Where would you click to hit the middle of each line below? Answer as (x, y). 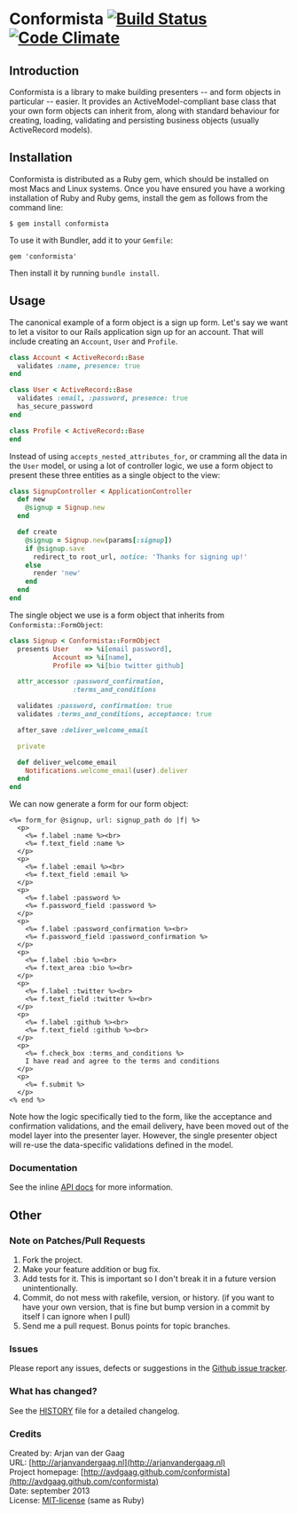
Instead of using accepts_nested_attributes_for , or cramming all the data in (149, 456)
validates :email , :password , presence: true (103, 398)
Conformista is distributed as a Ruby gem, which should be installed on (139, 179)
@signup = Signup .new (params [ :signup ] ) (99, 540)
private (31, 746)
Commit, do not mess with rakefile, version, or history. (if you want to (148, 1298)
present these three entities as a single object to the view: (115, 474)
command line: (36, 207)
